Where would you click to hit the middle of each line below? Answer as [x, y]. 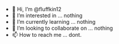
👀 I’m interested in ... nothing [47, 15]
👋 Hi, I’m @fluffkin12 [36, 9]
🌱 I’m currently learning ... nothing [54, 22]
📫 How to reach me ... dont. [47, 35]
